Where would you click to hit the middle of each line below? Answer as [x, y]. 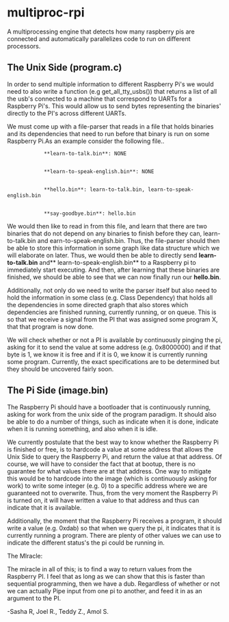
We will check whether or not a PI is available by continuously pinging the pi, [115, 339]
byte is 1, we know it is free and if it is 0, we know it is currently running [107, 354]
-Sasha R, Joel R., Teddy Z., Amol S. [58, 611]
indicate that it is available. [44, 507]
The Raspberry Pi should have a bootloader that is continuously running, [109, 407]
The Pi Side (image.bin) [58, 390]
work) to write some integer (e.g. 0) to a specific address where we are [107, 485]
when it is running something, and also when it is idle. [83, 428]
